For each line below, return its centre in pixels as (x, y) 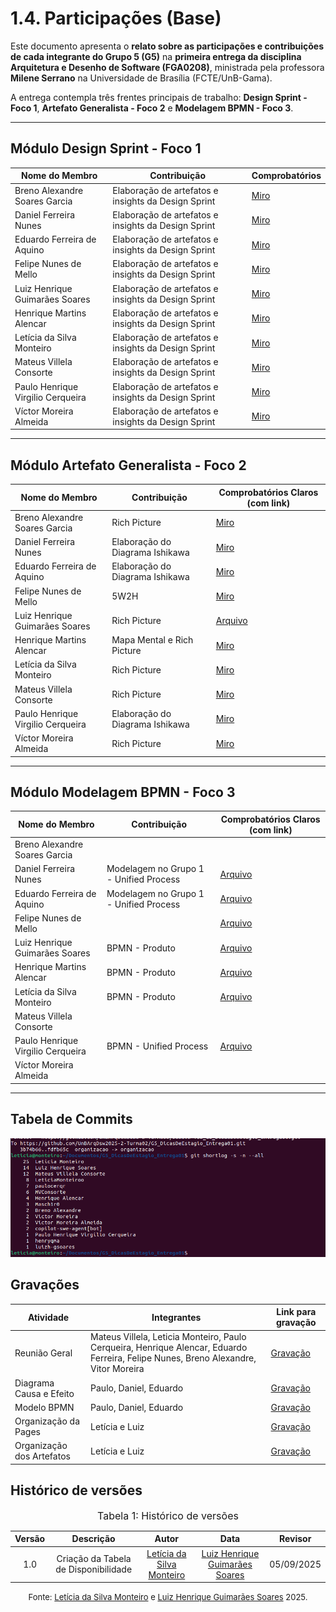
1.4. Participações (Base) (116, 18)
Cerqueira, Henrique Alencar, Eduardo (169, 1348)
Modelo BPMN (44, 1407)
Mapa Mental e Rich (152, 640)
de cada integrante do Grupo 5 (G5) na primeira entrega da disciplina (156, 56)
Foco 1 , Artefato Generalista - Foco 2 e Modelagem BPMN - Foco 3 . (152, 108)
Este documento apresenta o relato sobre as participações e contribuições (167, 46)
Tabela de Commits (71, 1119)
